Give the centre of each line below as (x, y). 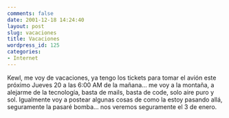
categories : (24, 52)
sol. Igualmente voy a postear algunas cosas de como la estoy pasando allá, (115, 99)
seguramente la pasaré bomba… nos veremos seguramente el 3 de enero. (112, 106)
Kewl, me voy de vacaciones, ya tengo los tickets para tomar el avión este (112, 78)
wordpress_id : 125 (33, 45)
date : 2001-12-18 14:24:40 (46, 20)
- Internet (23, 58)
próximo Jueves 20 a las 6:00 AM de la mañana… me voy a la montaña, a (111, 85)
